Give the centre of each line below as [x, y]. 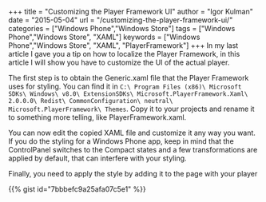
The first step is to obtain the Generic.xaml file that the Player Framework [129, 78]
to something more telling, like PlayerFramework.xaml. [97, 117]
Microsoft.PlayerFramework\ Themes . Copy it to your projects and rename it [131, 109]
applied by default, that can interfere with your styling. [97, 158]
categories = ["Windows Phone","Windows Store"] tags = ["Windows [122, 28]
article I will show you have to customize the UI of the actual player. [119, 62]
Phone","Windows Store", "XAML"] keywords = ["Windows [104, 37]
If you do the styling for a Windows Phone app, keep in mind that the [121, 141]
